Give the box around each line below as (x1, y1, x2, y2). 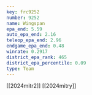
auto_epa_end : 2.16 (6, 32, 56, 38)
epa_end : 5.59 (6, 26, 43, 32)
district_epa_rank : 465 (6, 54, 67, 60)
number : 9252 (6, 15, 40, 21)
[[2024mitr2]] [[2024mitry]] (6, 82, 77, 90)
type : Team (6, 65, 34, 72)
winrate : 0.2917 (6, 49, 48, 55)
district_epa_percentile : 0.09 (6, 60, 86, 66)
